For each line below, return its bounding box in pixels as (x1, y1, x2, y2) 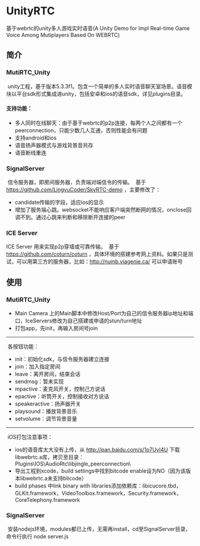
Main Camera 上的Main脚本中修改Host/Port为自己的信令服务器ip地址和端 (14, 310, 193, 317)
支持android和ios (14, 134, 57, 141)
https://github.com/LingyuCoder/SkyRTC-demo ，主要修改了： (6, 186, 161, 193)
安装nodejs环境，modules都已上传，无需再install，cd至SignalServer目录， (7, 526, 191, 533)
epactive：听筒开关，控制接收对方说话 (14, 393, 110, 400)
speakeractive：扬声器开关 (14, 401, 82, 408)
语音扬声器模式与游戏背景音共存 (14, 141, 93, 148)
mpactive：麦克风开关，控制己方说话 (14, 386, 106, 393)
